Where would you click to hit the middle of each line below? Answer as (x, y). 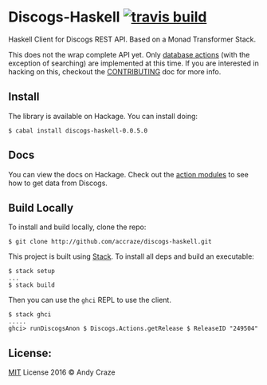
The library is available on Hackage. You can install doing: (103, 116)
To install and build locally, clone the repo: (77, 227)
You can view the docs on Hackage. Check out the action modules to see (128, 174)
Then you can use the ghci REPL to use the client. (90, 300)
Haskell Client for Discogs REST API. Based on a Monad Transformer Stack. (132, 39)
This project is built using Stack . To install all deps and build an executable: (132, 256)
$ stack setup (32, 272)
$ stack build (32, 285)
